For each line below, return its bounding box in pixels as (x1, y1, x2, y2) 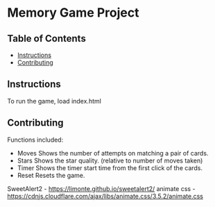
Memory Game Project (7, 5, 139, 21)
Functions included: (7, 135, 64, 144)
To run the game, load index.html (7, 97, 102, 105)
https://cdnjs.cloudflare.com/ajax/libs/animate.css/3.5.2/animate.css (7, 192, 203, 200)
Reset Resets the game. (17, 171, 85, 179)
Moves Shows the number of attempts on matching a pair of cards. (17, 149, 209, 157)
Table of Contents (7, 33, 87, 44)
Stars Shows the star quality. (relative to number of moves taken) (17, 156, 203, 165)
